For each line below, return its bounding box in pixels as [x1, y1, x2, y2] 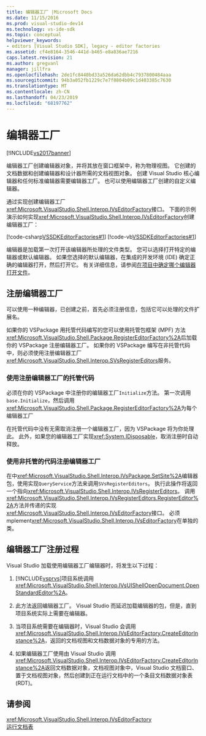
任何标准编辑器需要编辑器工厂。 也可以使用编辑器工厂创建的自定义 [22, 177, 191, 184]
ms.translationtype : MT [6, 83, 67, 89]
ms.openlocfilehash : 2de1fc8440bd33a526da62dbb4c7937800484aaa [6, 72, 172, 78]
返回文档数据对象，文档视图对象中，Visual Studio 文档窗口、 [45, 664, 198, 671]
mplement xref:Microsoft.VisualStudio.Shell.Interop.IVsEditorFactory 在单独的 [6, 517, 199, 524]
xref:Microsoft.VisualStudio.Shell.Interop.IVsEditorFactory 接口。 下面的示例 [6, 205, 196, 213]
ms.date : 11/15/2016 [6, 15, 59, 21]
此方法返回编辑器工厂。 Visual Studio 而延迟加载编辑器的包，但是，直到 [15, 602, 197, 609]
